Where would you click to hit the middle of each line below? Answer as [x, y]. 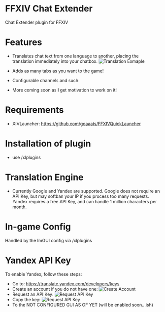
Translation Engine [44, 177]
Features [24, 42]
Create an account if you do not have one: [55, 289]
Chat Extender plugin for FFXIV [37, 22]
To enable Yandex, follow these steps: [44, 274]
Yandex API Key [38, 260]
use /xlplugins [26, 157]
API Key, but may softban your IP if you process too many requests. [81, 196]
